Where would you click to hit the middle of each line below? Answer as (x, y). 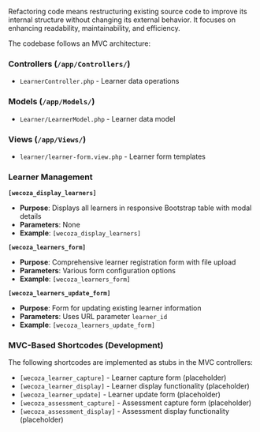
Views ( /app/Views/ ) (47, 139)
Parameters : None (50, 225)
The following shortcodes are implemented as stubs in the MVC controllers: (131, 363)
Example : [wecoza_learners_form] (75, 279)
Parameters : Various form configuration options (97, 271)
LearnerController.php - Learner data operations (99, 81)
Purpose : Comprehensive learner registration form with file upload (128, 262)
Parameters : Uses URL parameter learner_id (93, 317)
